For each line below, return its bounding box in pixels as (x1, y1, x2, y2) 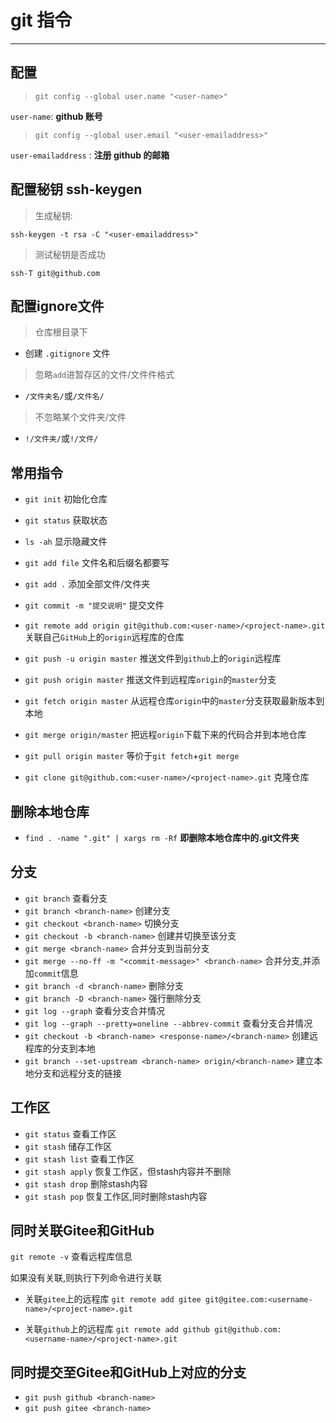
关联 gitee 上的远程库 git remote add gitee (24, 1293, 202, 1305)
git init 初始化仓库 (24, 493, 108, 505)
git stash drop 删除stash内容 (24, 1177, 148, 1190)
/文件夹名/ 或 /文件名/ (24, 390, 105, 402)
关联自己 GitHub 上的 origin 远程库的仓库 (24, 631, 185, 643)
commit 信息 (33, 967, 79, 979)
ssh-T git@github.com (10, 268, 101, 278)
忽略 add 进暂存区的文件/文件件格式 (34, 369, 175, 381)
